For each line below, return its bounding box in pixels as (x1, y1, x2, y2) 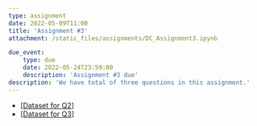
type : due (23, 56, 56, 64)
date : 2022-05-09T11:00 (8, 19, 89, 27)
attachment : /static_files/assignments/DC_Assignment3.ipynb (8, 34, 218, 43)
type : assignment (8, 11, 67, 20)
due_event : (8, 49, 45, 57)
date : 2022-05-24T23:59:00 (23, 63, 114, 72)
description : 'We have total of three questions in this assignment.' (8, 78, 251, 87)
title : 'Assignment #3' (8, 26, 89, 35)
